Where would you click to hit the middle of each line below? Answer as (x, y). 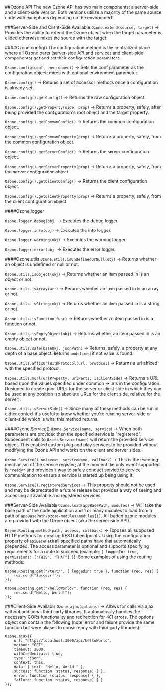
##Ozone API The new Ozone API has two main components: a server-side (82, 7)
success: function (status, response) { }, (60, 671)
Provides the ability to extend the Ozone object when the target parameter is (83, 32)
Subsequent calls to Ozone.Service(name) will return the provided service (80, 439)
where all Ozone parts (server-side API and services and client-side (74, 53)
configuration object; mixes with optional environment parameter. (72, 73)
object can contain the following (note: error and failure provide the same (80, 622)
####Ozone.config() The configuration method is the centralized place (78, 47)
